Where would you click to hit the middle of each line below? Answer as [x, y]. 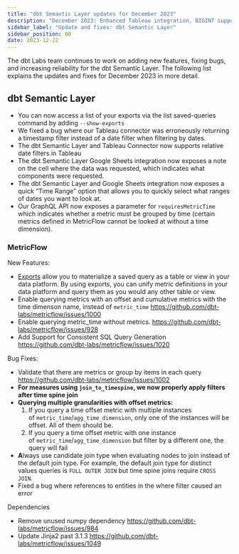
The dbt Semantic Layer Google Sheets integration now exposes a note [122, 160]
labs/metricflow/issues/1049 [59, 544]
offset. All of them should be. [71, 425]
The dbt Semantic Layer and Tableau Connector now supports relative [121, 145]
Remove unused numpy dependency [71, 521]
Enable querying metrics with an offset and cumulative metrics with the [122, 299]
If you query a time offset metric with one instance [102, 433]
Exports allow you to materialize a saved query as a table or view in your [123, 277]
